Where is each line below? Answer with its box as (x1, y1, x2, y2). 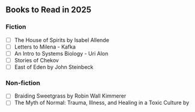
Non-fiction (5, 78, 40, 87)
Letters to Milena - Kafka (14, 43, 76, 50)
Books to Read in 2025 (5, 5, 91, 15)
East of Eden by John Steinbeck (14, 63, 94, 71)
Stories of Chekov (14, 56, 59, 63)
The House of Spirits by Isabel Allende (14, 36, 109, 44)
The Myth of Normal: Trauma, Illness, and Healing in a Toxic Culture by (14, 99, 190, 107)
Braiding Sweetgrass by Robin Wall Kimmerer (14, 92, 127, 99)
